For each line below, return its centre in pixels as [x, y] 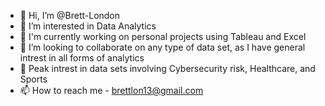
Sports [33, 79]
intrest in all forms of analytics [82, 58]
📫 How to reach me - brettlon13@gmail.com [111, 90]
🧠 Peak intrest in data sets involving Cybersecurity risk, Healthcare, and [167, 68]
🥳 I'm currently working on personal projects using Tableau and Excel [163, 36]
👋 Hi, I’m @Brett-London [70, 15]
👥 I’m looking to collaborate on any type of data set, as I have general [162, 47]
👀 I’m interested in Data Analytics [88, 26]
